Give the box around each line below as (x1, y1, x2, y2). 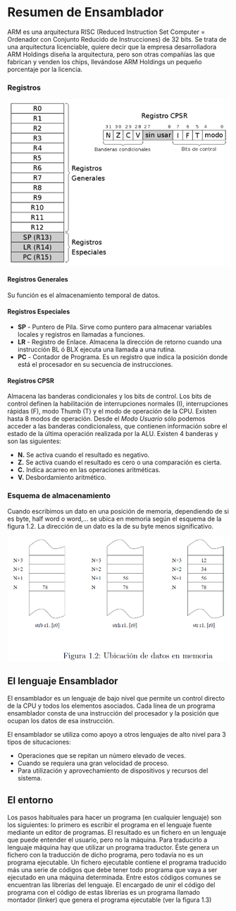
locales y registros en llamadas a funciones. (17, 330, 146, 339)
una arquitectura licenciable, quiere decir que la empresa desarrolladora (7, 42, 217, 51)
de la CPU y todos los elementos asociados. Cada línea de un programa (7, 701, 216, 710)
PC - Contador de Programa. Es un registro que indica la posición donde (17, 353, 228, 361)
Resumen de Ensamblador (7, 4, 164, 20)
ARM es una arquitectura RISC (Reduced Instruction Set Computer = (7, 28, 206, 36)
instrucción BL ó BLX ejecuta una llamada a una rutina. (17, 345, 176, 354)
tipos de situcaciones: (7, 737, 72, 746)
